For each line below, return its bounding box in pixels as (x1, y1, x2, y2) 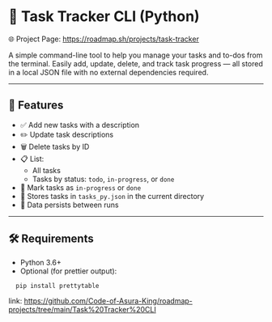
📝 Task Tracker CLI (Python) (8, 7, 200, 26)
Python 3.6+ (19, 257, 62, 267)
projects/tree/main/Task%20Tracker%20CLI (8, 304, 156, 314)
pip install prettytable (15, 282, 100, 290)
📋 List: (19, 154, 45, 163)
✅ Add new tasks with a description (19, 120, 140, 129)
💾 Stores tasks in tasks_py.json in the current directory (19, 191, 205, 201)
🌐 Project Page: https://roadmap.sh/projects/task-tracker (8, 34, 200, 44)
